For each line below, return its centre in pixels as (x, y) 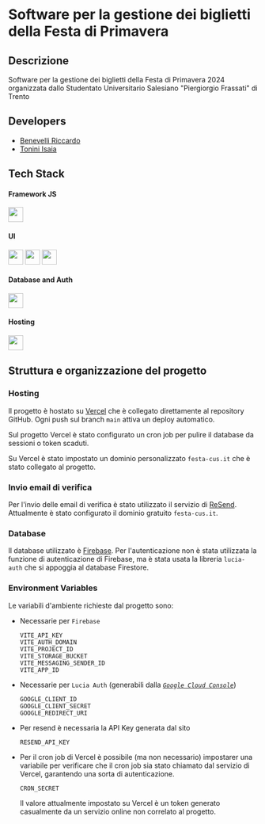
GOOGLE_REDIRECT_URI (53, 713)
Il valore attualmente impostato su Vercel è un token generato (120, 803)
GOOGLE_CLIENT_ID (48, 699)
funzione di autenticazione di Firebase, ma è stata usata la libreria (115, 559)
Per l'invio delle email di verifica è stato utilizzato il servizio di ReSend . (123, 504)
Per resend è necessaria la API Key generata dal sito (105, 727)
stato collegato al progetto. (52, 467)
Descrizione (39, 61)
